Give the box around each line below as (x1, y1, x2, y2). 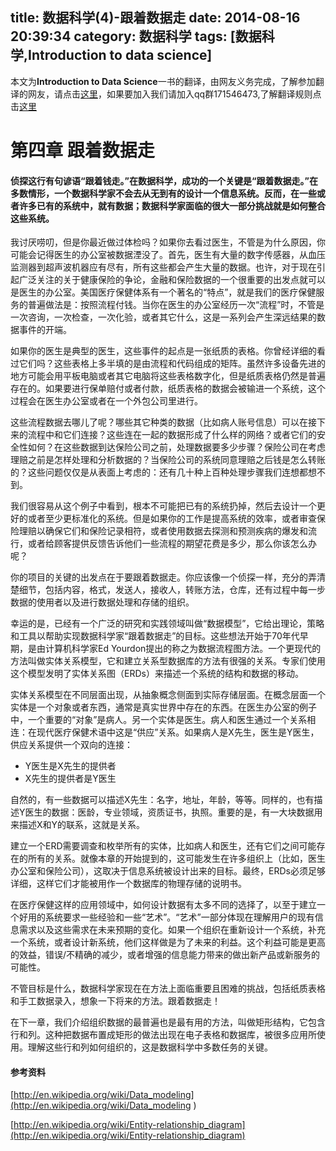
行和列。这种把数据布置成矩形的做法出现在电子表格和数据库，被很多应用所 (10, 1029, 317, 1041)
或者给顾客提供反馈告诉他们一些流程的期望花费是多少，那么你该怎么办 (27, 538, 317, 550)
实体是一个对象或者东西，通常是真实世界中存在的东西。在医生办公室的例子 (10, 701, 317, 713)
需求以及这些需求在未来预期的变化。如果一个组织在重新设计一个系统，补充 (18, 924, 326, 936)
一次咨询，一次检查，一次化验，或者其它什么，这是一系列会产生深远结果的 (10, 311, 317, 323)
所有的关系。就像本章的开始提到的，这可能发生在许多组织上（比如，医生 (27, 853, 326, 865)
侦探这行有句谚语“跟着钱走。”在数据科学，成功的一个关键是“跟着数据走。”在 (10, 174, 319, 187)
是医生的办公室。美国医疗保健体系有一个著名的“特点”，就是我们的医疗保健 (10, 286, 317, 298)
